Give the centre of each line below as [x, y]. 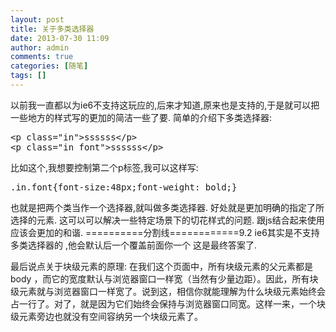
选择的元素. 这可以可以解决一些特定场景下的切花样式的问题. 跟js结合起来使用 [167, 220]
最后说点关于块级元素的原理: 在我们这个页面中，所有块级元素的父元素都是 [161, 266]
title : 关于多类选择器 [52, 29]
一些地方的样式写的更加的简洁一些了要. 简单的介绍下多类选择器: [141, 117]
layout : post [37, 19]
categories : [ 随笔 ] [49, 66]
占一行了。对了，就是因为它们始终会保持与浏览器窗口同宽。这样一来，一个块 [168, 303]
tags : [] [28, 76]
